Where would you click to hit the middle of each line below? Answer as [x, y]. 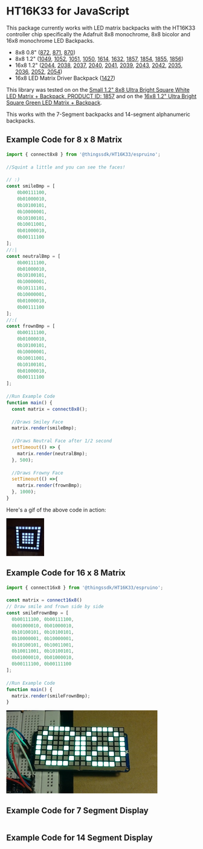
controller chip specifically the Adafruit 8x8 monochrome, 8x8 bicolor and [98, 34]
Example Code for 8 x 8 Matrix [64, 140]
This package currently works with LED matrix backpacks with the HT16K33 [101, 28]
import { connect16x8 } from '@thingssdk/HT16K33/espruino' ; [85, 588]
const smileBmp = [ [31, 186]
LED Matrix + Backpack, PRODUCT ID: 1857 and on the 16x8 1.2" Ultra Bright [101, 96]
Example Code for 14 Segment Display [79, 838]
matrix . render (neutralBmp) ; [52, 453]
